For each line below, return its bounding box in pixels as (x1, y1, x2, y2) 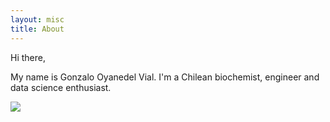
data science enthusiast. (10, 81, 112, 93)
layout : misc (10, 14, 65, 25)
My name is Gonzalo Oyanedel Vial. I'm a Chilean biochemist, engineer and (10, 71, 320, 83)
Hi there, (10, 51, 46, 63)
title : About (10, 24, 65, 34)
